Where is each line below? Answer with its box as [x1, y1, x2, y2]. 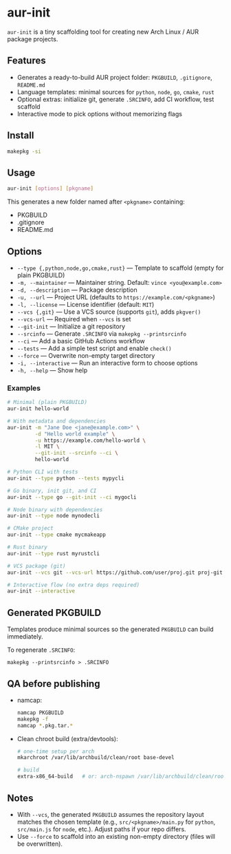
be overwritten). [16, 840, 63, 848]
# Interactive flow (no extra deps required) [7, 581, 140, 588]
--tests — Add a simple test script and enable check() [16, 344, 172, 352]
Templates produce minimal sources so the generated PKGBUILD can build [7, 625, 214, 634]
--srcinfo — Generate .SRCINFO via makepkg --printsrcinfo [16, 329, 187, 338]
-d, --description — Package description [16, 286, 137, 294]
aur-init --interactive [7, 588, 76, 595]
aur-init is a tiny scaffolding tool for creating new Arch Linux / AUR [7, 28, 199, 36]
